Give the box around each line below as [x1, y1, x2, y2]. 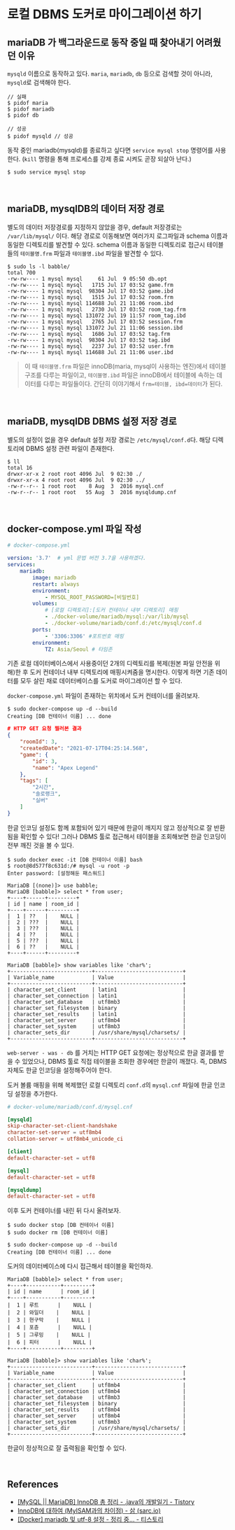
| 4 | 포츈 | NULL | [7, 1324, 92, 1331]
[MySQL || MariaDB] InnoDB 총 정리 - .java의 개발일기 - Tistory [17, 1498, 194, 1506]
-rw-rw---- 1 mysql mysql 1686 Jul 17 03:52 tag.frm [7, 330, 171, 337]
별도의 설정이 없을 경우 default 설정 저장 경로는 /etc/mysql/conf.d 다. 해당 [7, 435, 211, 444]
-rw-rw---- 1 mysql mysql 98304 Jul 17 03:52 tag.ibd [7, 337, 171, 344]
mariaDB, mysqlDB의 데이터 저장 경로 [7, 203, 164, 215]
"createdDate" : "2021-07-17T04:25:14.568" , [20, 745, 149, 752]
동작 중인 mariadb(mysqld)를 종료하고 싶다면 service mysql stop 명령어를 [7, 146, 213, 154]
